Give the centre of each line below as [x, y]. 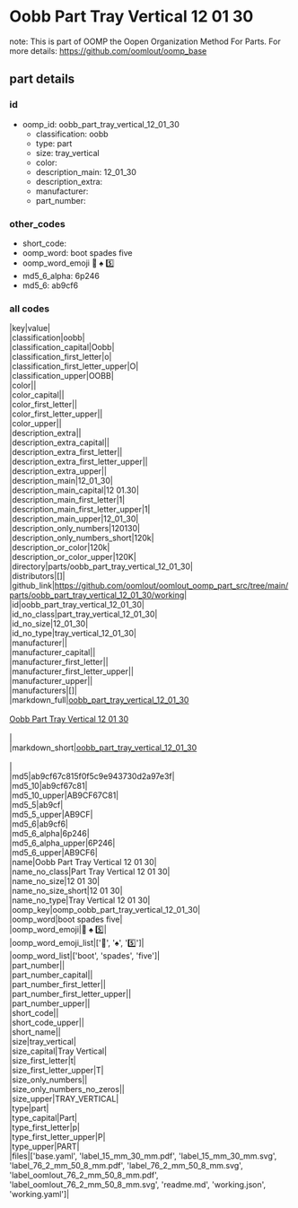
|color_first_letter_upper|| [56, 414]
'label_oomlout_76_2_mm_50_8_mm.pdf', [84, 1175]
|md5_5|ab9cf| [36, 805]
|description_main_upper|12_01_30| [74, 519]
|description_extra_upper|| [58, 471]
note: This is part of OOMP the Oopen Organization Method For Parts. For [145, 41]
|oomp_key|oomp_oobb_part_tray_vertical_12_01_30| [105, 910]
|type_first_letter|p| [45, 1127]
